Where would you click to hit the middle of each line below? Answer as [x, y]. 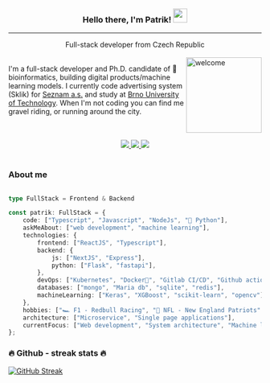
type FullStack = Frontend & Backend [72, 198]
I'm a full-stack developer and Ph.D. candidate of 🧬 [93, 69]
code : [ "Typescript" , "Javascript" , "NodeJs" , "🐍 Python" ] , [125, 220]
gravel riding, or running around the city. [75, 112]
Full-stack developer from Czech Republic [135, 45]
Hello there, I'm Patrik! [127, 19]
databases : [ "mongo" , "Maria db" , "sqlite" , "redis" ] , [131, 288]
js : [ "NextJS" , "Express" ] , [98, 257]
